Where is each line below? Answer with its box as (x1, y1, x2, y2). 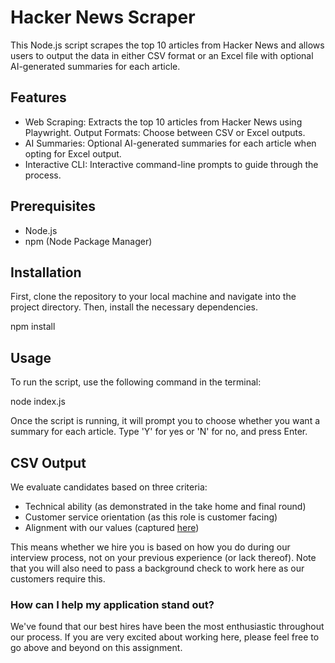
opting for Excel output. (24, 147, 122, 160)
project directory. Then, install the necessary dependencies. (10, 301, 258, 313)
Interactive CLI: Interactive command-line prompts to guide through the (24, 158, 319, 170)
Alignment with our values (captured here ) (24, 522, 200, 533)
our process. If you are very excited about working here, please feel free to (10, 631, 320, 643)
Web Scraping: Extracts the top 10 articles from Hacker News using (24, 116, 303, 128)
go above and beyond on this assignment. (10, 642, 183, 654)
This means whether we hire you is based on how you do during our (10, 541, 291, 553)
